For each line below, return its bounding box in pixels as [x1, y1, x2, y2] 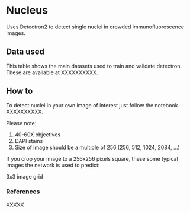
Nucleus [6, 4, 49, 17]
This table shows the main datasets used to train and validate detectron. [6, 62, 182, 69]
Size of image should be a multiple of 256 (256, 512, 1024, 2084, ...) [14, 144, 181, 151]
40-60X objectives [14, 131, 61, 138]
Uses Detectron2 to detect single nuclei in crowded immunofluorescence [6, 23, 185, 30]
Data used [6, 47, 44, 57]
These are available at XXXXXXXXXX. [6, 69, 98, 76]
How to [6, 86, 33, 96]
